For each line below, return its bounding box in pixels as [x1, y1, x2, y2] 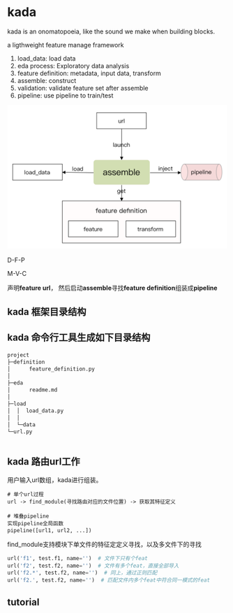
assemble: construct [17, 76, 77, 84]
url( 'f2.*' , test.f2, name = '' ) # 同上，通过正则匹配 [7, 569, 158, 577]
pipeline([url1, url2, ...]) [7, 527, 92, 534]
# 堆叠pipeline [7, 513, 50, 520]
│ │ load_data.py [7, 407, 64, 414]
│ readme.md [7, 386, 58, 394]
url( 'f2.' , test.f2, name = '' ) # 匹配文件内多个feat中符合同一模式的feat [7, 577, 211, 584]
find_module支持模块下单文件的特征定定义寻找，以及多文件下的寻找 [7, 540, 202, 548]
